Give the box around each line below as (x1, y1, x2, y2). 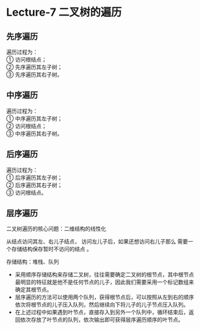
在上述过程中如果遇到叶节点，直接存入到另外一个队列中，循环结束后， (14, 309, 189, 316)
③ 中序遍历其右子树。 (6, 130, 63, 137)
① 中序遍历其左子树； (6, 115, 63, 122)
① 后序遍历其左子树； (6, 174, 63, 181)
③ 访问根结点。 (6, 189, 47, 196)
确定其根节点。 (14, 286, 52, 294)
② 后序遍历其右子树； (6, 181, 63, 188)
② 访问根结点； (6, 122, 47, 129)
